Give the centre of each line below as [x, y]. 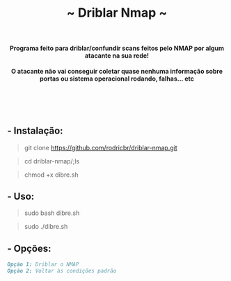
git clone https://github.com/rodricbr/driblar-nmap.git [101, 147]
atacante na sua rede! [117, 55]
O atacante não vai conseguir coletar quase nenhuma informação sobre [117, 72]
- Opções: [29, 248]
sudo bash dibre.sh [52, 213]
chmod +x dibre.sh [51, 175]
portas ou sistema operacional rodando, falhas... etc [117, 79]
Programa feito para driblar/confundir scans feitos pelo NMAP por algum [117, 48]
